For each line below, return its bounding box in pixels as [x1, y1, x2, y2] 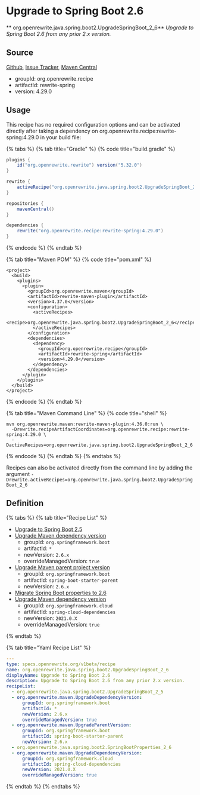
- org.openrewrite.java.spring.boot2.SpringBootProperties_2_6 [11, 744, 171, 750]
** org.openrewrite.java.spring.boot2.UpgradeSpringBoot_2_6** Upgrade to [6, 24, 194, 31]
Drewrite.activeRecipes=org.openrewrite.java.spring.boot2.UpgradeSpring [6, 477, 193, 483]
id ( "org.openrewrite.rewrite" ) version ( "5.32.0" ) [17, 162, 143, 168]
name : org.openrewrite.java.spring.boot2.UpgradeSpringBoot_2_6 [6, 667, 169, 673]
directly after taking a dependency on [6, 127, 98, 134]
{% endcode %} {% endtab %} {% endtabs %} [6, 453, 121, 460]
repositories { [6, 200, 44, 207]
